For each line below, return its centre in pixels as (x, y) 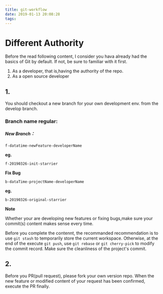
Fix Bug (13, 173)
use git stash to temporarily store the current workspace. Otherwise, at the (81, 238)
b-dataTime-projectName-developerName (45, 182)
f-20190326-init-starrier (31, 164)
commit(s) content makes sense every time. (49, 224)
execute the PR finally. (27, 286)
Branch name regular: (31, 121)
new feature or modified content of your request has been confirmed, (75, 281)
